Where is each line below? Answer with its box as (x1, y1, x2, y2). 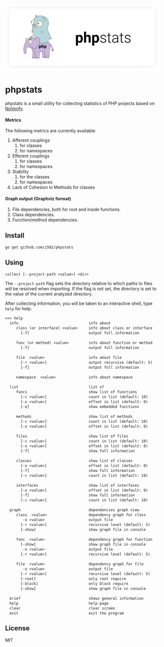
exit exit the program (9, 611, 124, 616)
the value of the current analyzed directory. (5, 291, 93, 296)
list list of (9, 384, 105, 389)
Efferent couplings (12, 153, 50, 159)
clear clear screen (9, 606, 115, 611)
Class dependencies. (12, 212, 55, 218)
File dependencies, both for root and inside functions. (12, 206, 121, 212)
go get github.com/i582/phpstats (5, 245, 74, 250)
